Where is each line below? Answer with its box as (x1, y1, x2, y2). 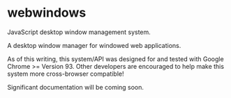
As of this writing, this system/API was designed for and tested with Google (7, 54, 225, 63)
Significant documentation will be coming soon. (7, 83, 144, 91)
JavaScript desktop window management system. (7, 28, 151, 36)
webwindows (7, 5, 87, 21)
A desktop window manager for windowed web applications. (7, 41, 181, 49)
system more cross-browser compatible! (7, 70, 124, 78)
